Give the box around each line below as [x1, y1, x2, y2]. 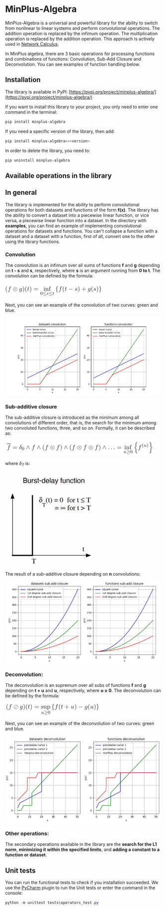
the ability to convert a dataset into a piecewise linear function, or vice [5, 212, 149, 218]
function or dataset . [5, 852, 47, 858]
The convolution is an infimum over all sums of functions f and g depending [5, 262, 160, 268]
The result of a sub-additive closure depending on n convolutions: [5, 571, 141, 577]
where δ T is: [5, 461, 30, 468]
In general [5, 188, 37, 197]
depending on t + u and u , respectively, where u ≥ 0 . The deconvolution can [5, 687, 162, 694]
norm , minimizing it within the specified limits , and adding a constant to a [5, 846, 160, 853]
